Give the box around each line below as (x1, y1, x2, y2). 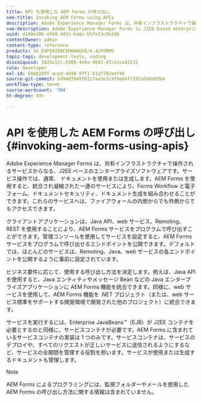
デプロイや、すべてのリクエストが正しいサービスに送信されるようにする (6, 341, 185, 348)
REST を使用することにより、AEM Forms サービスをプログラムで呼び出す (6, 225, 188, 232)
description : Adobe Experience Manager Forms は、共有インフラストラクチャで (6, 20, 192, 26)
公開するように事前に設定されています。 (22, 255, 122, 263)
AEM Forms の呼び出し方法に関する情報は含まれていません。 (6, 388, 158, 395)
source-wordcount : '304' (6, 87, 69, 93)
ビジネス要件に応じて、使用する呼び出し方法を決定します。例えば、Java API (6, 268, 196, 275)
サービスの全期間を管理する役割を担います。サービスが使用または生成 (16, 349, 190, 356)
